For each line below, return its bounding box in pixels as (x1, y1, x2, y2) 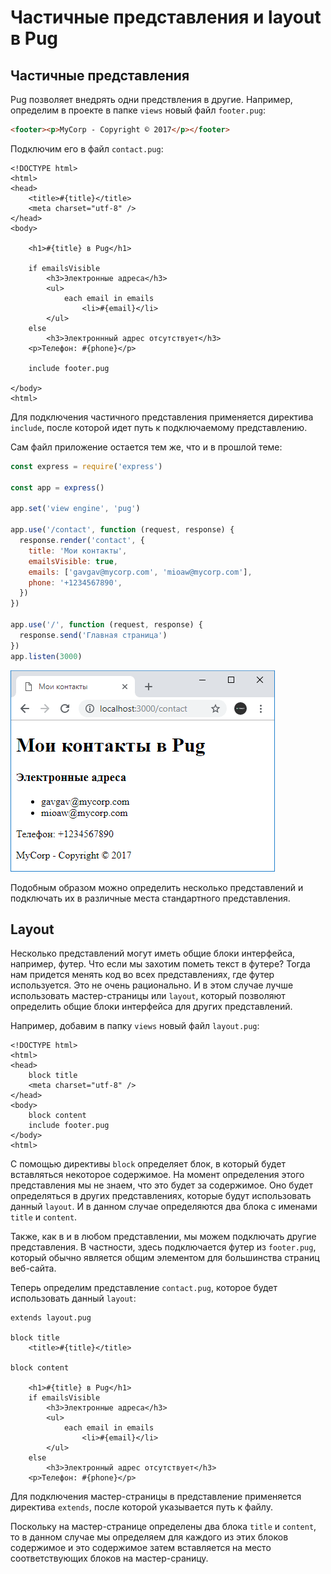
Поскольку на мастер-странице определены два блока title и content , (10, 1521, 317, 1533)
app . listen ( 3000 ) (10, 651, 83, 661)
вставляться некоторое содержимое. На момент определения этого (10, 1169, 305, 1181)
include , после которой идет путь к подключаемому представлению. (10, 421, 308, 433)
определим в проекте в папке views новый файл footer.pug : (10, 104, 267, 116)
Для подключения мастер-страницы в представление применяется (10, 1491, 302, 1503)
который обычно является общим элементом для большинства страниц (10, 1252, 320, 1264)
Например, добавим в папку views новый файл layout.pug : (10, 1020, 260, 1032)
